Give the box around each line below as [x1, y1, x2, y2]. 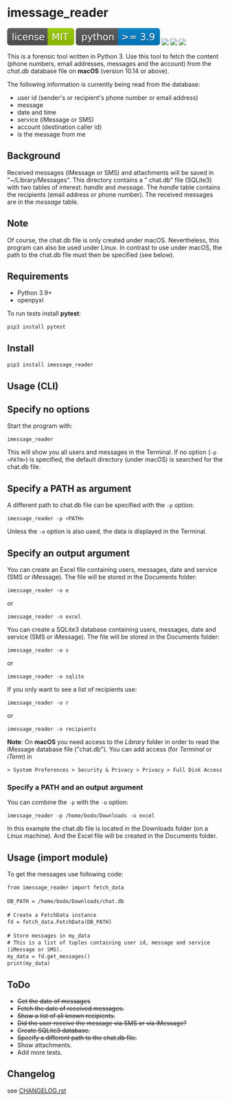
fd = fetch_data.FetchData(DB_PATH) [7, 918, 112, 926]
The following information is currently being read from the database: [7, 80, 200, 88]
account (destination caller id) [16, 123, 102, 131]
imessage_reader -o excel [7, 613, 81, 621]
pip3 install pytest [7, 324, 67, 331]
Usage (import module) [7, 852, 108, 863]
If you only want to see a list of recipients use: [7, 686, 137, 694]
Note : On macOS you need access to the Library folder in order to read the [7, 738, 220, 746]
